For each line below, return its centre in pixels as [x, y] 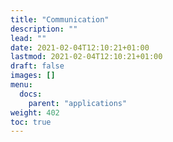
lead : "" [28, 38]
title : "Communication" [60, 19]
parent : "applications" [78, 103]
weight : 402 [35, 112]
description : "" [44, 29]
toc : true [31, 122]
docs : [31, 94]
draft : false [37, 66]
